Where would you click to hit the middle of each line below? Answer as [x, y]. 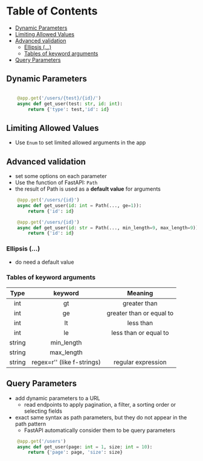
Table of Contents [52, 11]
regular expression [140, 362]
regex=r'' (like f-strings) [66, 362]
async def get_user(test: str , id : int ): [70, 104]
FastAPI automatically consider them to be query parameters [100, 430]
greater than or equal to [140, 313]
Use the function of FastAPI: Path [56, 183]
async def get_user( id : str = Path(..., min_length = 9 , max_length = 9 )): [109, 227]
